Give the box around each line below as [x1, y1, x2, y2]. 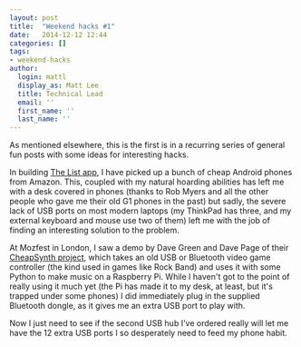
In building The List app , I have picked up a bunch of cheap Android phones [9, 167, 293, 178]
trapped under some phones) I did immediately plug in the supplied [9, 291, 260, 302]
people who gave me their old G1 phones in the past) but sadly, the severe [9, 196, 286, 207]
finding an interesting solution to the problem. [9, 224, 180, 236]
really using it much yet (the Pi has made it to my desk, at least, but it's [9, 281, 274, 292]
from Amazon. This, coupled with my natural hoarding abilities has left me [9, 176, 285, 187]
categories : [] [9, 38, 67, 48]
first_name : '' [17, 106, 75, 115]
